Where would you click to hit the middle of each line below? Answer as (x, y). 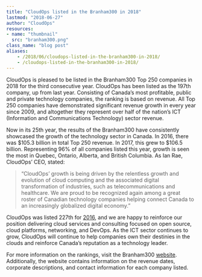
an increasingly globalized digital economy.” (76, 205)
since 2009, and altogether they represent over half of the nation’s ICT (94, 112)
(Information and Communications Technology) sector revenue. (85, 118)
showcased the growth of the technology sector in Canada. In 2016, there (97, 136)
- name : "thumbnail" (32, 34)
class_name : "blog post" (37, 46)
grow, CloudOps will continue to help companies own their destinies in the (98, 237)
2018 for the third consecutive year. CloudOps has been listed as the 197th (99, 86)
